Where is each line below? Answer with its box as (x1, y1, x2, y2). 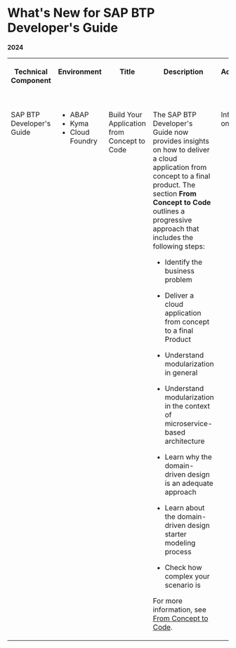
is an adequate (164, 478, 214, 488)
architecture (164, 436, 205, 446)
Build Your (108, 110, 143, 119)
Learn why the (164, 451, 212, 461)
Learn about (164, 503, 205, 513)
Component (11, 75, 51, 85)
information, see (152, 604, 206, 614)
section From (152, 188, 197, 198)
